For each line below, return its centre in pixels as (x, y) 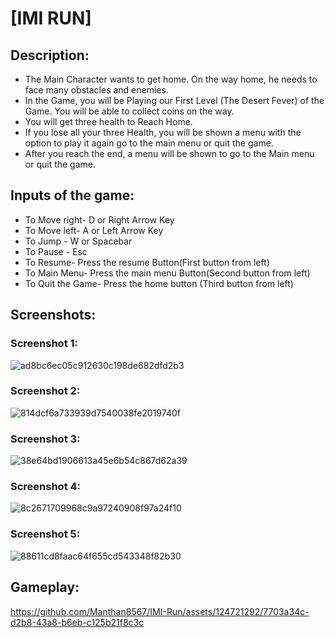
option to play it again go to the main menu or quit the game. (149, 143)
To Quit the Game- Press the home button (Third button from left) (159, 283)
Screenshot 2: (45, 391)
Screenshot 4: (46, 487)
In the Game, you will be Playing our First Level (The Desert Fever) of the (174, 100)
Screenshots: (53, 315)
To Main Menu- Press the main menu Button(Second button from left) (167, 273)
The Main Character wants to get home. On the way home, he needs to (171, 79)
